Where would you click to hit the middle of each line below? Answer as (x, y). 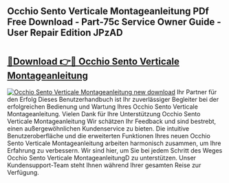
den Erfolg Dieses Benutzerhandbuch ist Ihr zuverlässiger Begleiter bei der (113, 99)
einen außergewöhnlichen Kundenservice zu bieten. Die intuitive (98, 129)
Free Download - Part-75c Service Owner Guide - (114, 22)
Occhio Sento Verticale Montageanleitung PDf (108, 11)
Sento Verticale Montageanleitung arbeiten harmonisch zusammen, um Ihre (114, 143)
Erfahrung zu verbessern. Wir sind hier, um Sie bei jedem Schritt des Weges (115, 150)
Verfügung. (23, 172)
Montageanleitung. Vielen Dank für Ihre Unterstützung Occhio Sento (104, 114)
